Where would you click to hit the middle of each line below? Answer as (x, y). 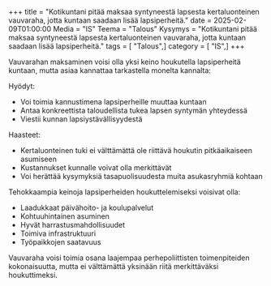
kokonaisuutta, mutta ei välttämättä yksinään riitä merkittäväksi (114, 266)
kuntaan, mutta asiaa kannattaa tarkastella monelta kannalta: (110, 70)
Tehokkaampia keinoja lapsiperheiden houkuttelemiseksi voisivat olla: (125, 192)
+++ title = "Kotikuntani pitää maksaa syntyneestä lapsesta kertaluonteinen (134, 12)
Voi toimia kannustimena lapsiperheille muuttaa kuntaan (113, 102)
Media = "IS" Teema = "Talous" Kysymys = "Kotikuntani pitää (155, 29)
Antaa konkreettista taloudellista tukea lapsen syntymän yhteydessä (133, 110)
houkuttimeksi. (33, 275)
